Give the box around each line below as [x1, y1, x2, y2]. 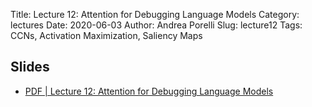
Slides [10, 59, 50, 76]
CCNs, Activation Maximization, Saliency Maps [10, 30, 203, 41]
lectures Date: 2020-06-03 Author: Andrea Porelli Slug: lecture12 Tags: [10, 19, 303, 31]
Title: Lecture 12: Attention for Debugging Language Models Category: [10, 9, 300, 20]
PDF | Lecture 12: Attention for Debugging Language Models [24, 85, 274, 97]
